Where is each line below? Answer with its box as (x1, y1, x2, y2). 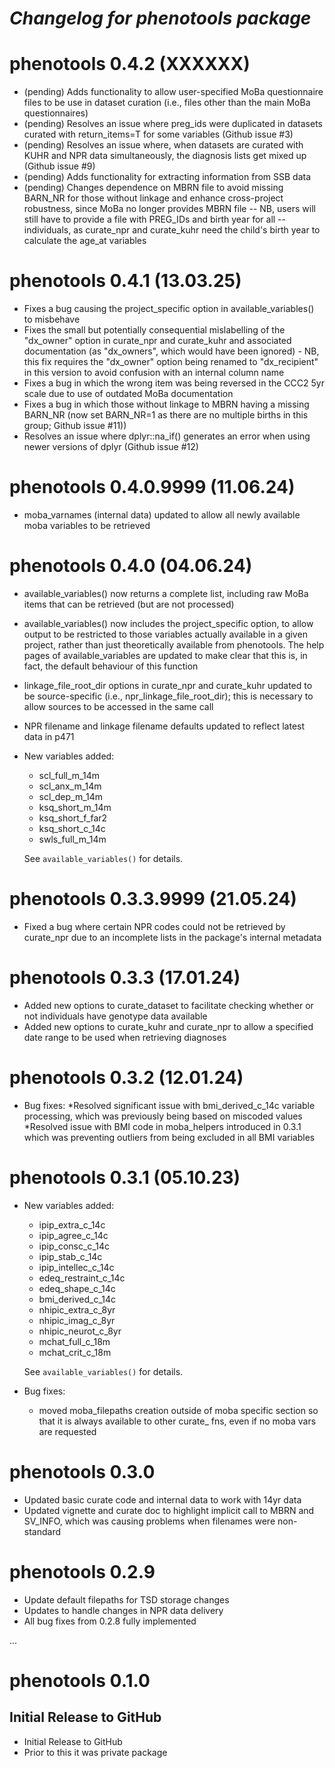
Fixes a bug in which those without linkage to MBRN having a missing (23, 398, 310, 411)
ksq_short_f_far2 (38, 812, 108, 824)
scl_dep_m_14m (38, 790, 104, 802)
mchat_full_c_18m (38, 1335, 111, 1347)
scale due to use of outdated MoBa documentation (23, 388, 234, 400)
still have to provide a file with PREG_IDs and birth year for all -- (23, 213, 286, 226)
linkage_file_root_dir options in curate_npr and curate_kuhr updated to (23, 679, 313, 691)
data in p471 (23, 730, 75, 742)
